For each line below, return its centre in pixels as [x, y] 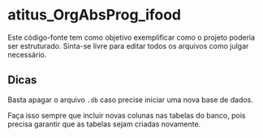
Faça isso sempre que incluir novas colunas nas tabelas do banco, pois [127, 115]
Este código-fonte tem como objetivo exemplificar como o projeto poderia [131, 37]
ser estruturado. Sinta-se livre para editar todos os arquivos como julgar [128, 45]
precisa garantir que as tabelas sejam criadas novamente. [104, 124]
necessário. [27, 54]
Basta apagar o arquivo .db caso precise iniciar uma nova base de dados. [130, 100]
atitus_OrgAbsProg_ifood [95, 15]
